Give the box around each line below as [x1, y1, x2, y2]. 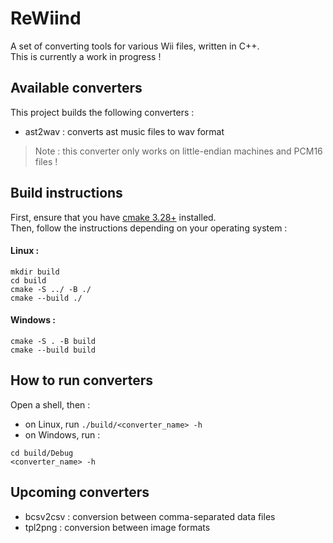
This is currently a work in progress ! [10, 50, 162, 62]
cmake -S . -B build [10, 336, 97, 346]
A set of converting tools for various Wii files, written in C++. [10, 40, 260, 52]
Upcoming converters [10, 484, 150, 501]
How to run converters [10, 372, 154, 389]
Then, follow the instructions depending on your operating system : [10, 222, 288, 234]
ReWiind [10, 7, 82, 30]
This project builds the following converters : [10, 106, 195, 118]
